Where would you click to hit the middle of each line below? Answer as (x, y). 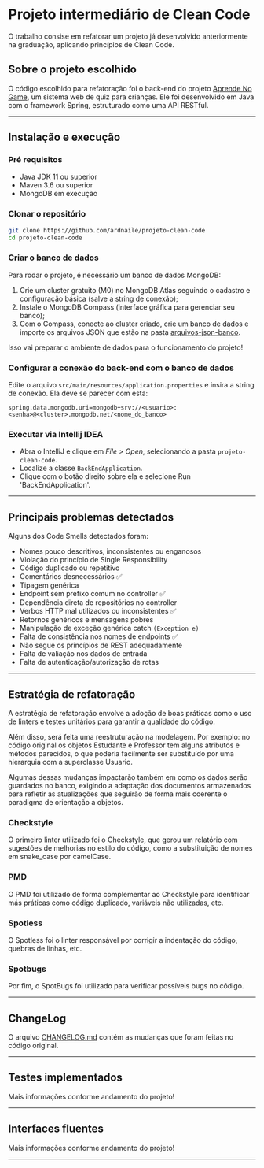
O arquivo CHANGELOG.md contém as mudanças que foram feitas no (121, 1037)
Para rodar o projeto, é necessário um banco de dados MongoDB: (115, 275)
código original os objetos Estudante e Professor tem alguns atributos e (124, 745)
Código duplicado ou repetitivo (70, 568)
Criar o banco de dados (54, 258)
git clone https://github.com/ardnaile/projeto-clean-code (107, 230)
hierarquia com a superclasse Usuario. (71, 762)
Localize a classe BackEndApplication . (81, 468)
